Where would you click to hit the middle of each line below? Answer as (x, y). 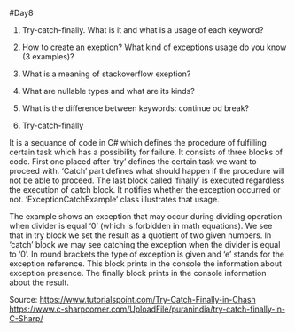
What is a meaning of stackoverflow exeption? (106, 74)
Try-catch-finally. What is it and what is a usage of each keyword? (143, 30)
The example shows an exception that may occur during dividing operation (146, 216)
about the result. (39, 282)
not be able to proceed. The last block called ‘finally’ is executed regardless (147, 180)
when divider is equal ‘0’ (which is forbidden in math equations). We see (141, 226)
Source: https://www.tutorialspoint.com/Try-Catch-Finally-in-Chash (133, 300)
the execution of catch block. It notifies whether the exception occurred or (145, 190)
